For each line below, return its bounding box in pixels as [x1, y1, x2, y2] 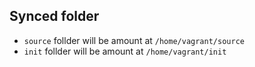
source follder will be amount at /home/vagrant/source [23, 34, 245, 46]
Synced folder [9, 8, 100, 25]
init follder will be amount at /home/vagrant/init [23, 45, 227, 57]
